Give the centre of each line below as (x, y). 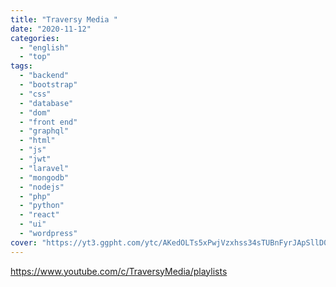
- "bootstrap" (48, 85)
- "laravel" (44, 168)
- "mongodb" (44, 177)
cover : (24, 242)
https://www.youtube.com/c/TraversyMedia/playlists (119, 271)
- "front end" (48, 122)
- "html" (37, 141)
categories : (35, 38)
